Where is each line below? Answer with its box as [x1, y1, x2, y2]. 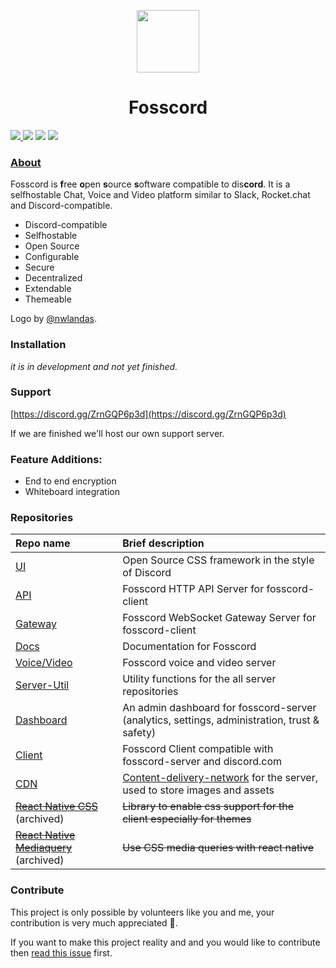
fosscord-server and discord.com [122, 755, 283, 769]
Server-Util [15, 678, 70, 692]
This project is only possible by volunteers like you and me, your [10, 906, 275, 918]
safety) [122, 726, 157, 740]
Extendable [24, 283, 72, 295]
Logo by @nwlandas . [10, 313, 97, 325]
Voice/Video [15, 656, 73, 670]
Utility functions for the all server [122, 672, 277, 686]
